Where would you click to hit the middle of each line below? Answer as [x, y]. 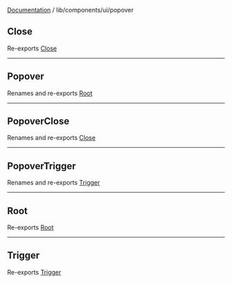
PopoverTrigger [41, 166]
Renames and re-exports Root [50, 93]
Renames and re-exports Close [51, 138]
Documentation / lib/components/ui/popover [70, 10]
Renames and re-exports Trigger [54, 183]
